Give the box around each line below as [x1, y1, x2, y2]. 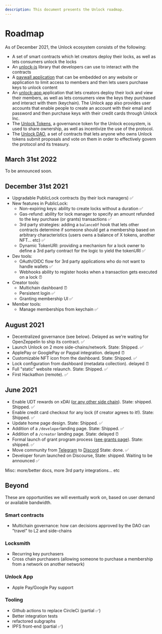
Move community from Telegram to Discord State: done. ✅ [12, 447, 129, 453]
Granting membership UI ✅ [19, 296, 74, 301]
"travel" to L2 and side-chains [12, 528, 72, 534]
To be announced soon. [5, 168, 52, 174]
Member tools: [12, 301, 41, 307]
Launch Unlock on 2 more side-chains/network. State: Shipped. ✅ [12, 344, 144, 350]
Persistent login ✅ [19, 290, 56, 296]
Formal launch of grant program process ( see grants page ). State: [12, 436, 144, 442]
